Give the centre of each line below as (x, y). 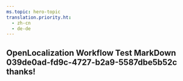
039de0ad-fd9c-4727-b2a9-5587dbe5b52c (92, 62)
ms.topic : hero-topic (34, 12)
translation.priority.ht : (39, 17)
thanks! (21, 72)
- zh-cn (21, 23)
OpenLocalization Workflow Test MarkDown (91, 52)
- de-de (21, 28)
